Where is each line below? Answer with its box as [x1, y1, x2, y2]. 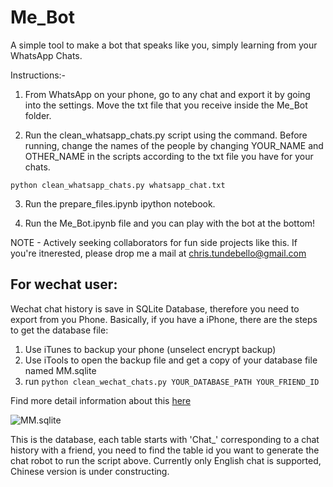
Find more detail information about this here [10, 394, 192, 406]
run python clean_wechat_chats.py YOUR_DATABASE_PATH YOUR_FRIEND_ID [24, 375, 320, 387]
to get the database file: [10, 324, 109, 336]
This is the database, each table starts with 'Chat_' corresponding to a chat [10, 433, 320, 445]
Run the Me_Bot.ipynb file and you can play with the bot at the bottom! [24, 217, 316, 229]
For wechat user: [10, 276, 118, 293]
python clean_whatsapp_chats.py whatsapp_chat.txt [10, 180, 226, 190]
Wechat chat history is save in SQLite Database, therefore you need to [10, 302, 300, 315]
